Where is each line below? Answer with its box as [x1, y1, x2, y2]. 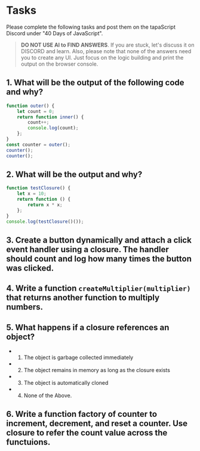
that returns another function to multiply [6, 293, 160, 303]
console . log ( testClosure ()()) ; [6, 219, 84, 225]
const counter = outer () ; [6, 142, 70, 148]
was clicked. [6, 263, 54, 273]
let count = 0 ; [17, 108, 55, 114]
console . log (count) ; [27, 125, 79, 131]
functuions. [6, 437, 51, 447]
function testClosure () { [6, 185, 70, 191]
